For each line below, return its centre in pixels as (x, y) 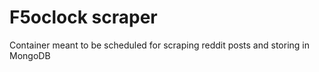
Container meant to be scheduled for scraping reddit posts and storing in (159, 45)
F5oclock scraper (83, 17)
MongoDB (30, 55)
